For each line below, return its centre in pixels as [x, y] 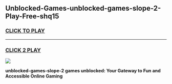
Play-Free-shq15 [32, 17]
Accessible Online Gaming [34, 76]
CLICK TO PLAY [25, 31]
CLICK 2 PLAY [23, 50]
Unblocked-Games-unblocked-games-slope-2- [83, 8]
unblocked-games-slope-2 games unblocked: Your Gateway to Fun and [83, 70]
